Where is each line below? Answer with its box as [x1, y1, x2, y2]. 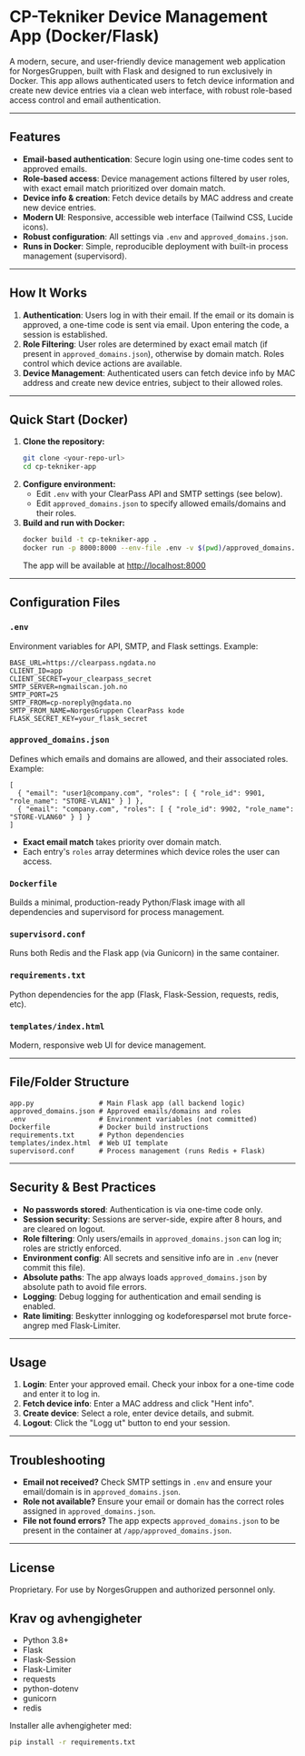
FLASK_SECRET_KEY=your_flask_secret [9, 714, 148, 723]
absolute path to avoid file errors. [22, 1281, 147, 1292]
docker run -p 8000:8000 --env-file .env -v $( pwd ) [22, 543, 222, 553]
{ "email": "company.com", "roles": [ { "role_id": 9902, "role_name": [17, 804, 295, 814]
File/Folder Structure [9, 1074, 130, 1090]
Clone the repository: [22, 436, 105, 447]
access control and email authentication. [9, 94, 162, 106]
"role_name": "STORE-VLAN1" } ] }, [9, 797, 144, 806]
